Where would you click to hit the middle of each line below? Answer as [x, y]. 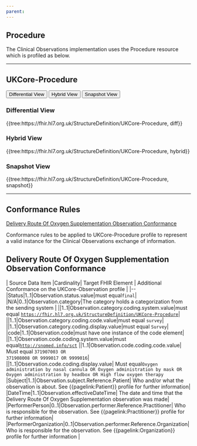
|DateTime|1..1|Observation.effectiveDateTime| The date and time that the [94, 393]
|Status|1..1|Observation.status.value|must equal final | [72, 295]
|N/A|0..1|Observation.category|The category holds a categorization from [94, 301]
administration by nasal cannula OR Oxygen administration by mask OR [94, 369]
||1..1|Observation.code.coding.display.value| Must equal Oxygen [82, 364]
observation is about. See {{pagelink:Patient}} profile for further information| [98, 386]
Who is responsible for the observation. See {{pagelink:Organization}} [91, 430]
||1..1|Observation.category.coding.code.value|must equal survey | [85, 320]
